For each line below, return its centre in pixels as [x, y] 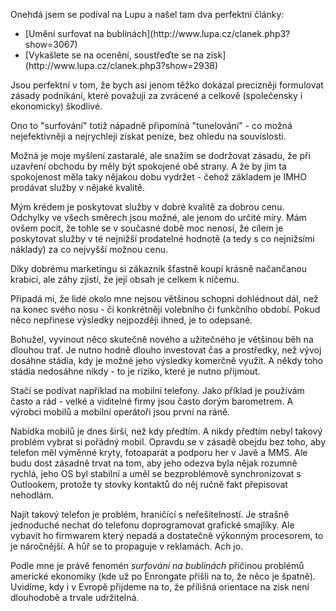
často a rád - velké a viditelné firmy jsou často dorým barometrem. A [152, 401]
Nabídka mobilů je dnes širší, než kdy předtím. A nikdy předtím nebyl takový [166, 431]
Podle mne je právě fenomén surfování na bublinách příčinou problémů [157, 565]
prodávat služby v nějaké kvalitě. [78, 187]
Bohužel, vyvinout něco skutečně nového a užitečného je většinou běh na [162, 339]
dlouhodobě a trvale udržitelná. [75, 597]
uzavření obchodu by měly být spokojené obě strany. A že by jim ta [148, 166]
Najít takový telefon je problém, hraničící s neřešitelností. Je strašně [150, 514]
